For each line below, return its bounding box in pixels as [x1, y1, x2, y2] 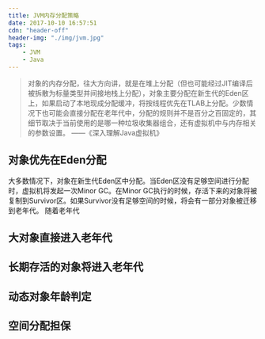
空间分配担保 [8, 319, 71, 333]
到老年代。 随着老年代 [8, 205, 80, 215]
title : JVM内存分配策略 [8, 11, 79, 20]
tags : [8, 41, 26, 49]
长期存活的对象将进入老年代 [8, 261, 144, 274]
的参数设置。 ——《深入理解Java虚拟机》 [27, 128, 164, 137]
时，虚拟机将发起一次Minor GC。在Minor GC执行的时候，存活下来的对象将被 [8, 185, 258, 195]
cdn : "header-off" [8, 26, 69, 34]
